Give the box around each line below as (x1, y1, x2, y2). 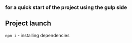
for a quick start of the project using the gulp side (5, 4, 127, 11)
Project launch (5, 19, 51, 28)
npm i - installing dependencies (5, 32, 70, 38)
